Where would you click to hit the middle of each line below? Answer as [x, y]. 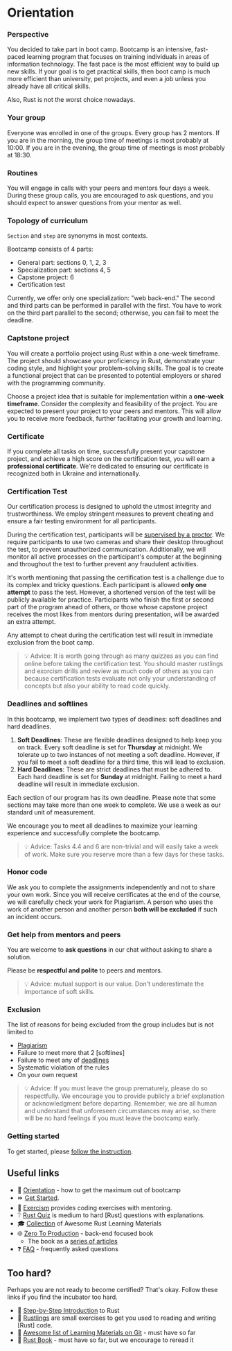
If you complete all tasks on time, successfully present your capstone [106, 451]
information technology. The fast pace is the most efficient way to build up [113, 64]
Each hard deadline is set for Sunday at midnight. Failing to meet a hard [119, 776]
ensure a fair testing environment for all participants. [82, 521]
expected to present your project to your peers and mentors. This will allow [114, 411]
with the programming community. [56, 383]
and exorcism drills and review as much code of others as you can [118, 671]
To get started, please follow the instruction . [70, 1151]
